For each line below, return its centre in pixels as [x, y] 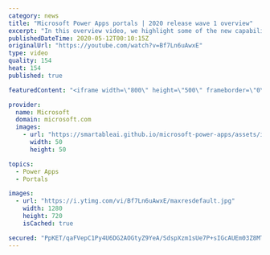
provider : [25, 105]
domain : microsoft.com [53, 120]
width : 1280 [43, 209]
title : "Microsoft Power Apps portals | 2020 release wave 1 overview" [131, 23]
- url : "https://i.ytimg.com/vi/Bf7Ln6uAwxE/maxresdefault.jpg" [125, 201]
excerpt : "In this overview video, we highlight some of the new [120, 31]
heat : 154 [25, 68]
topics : [21, 164]
